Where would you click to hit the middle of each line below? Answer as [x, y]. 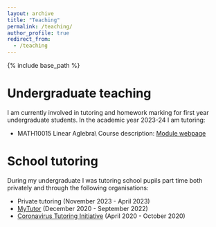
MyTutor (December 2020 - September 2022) [83, 208]
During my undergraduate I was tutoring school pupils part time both [105, 180]
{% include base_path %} [44, 65]
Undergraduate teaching [79, 93]
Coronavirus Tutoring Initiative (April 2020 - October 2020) [101, 216]
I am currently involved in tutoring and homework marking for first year [108, 112]
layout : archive [30, 13]
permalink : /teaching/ [40, 26]
